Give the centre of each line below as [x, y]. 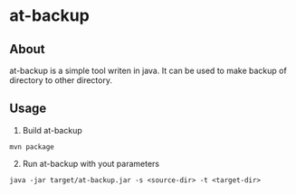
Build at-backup [53, 130]
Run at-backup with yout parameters [91, 163]
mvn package [32, 147]
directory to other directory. [61, 80]
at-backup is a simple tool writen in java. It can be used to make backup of [148, 70]
